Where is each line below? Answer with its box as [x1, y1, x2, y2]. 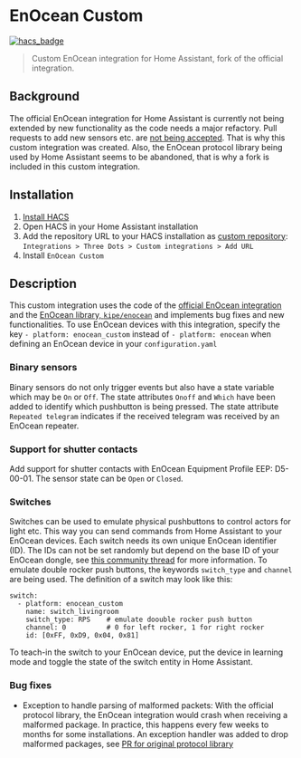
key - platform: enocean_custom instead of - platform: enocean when [9, 329, 271, 340]
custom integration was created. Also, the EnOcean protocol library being [9, 141, 283, 152]
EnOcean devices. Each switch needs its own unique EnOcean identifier [9, 535, 277, 546]
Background [9, 89, 80, 104]
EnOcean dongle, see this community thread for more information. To [9, 554, 268, 566]
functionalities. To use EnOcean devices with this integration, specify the [9, 319, 280, 331]
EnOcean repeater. [9, 420, 80, 431]
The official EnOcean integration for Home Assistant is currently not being [9, 112, 285, 123]
